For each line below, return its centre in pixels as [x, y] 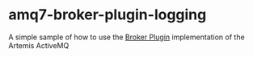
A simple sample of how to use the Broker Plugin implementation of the [126, 37]
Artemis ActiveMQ [39, 45]
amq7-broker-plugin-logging [108, 15]
